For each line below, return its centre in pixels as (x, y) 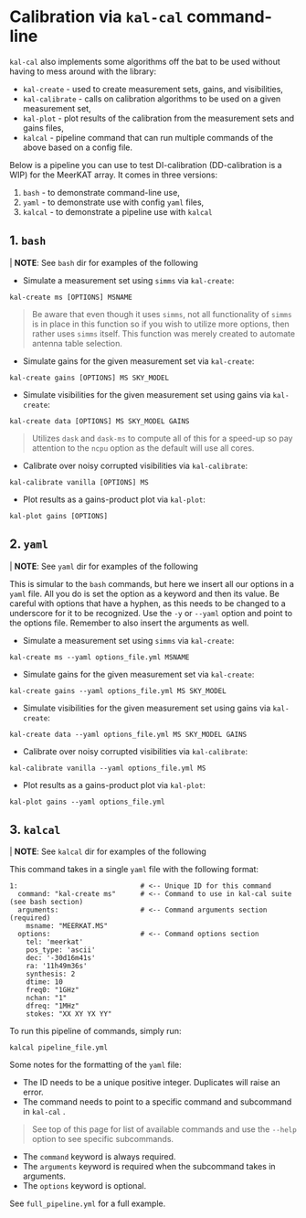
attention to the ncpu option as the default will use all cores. (143, 448)
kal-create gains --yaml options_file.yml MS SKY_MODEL (118, 691)
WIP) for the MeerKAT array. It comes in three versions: (113, 175)
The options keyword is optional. (84, 1186)
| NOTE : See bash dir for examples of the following (104, 262)
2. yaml (29, 545)
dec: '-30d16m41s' (61, 958)
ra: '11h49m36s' (57, 967)
